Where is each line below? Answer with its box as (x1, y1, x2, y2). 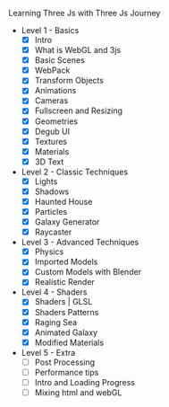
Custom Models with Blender (34, 267, 142, 278)
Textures (34, 136, 68, 146)
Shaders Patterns (34, 306, 99, 317)
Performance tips (34, 367, 99, 377)
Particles (34, 207, 68, 217)
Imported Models (34, 256, 98, 268)
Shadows (34, 186, 70, 197)
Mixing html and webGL (34, 386, 123, 398)
